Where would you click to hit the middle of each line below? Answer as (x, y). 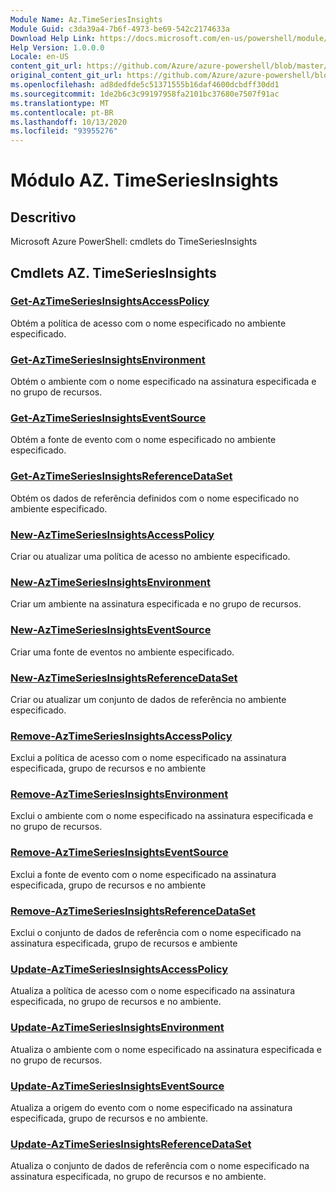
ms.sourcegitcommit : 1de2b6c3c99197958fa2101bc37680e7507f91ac (145, 94)
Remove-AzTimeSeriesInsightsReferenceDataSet (133, 911)
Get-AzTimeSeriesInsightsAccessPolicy (110, 301)
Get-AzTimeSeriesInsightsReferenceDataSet (121, 476)
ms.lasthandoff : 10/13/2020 (69, 122)
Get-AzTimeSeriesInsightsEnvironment (108, 359)
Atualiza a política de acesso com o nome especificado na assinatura (152, 991)
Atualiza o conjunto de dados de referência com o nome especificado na (160, 1166)
